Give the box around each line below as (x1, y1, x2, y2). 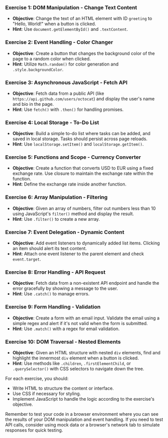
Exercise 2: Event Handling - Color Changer (5, 39, 113, 46)
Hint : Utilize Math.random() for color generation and (12, 61, 119, 67)
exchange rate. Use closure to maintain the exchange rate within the (12, 170, 154, 176)
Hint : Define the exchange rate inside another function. (12, 181, 127, 187)
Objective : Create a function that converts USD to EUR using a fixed (12, 165, 154, 171)
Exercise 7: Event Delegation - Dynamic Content (5, 228, 124, 235)
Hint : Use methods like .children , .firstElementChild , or (12, 360, 131, 366)
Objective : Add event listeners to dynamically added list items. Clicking (12, 240, 160, 246)
